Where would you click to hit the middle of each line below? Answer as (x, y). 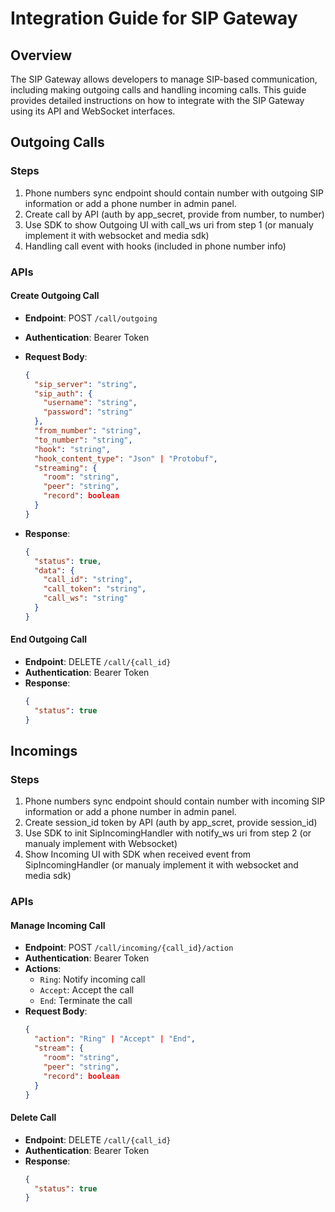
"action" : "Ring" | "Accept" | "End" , (115, 1039)
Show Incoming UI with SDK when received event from (138, 854)
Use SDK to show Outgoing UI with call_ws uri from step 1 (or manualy (169, 224)
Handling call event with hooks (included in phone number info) (155, 246)
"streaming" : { (66, 468)
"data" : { (54, 570)
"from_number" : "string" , (88, 431)
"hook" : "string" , (72, 449)
